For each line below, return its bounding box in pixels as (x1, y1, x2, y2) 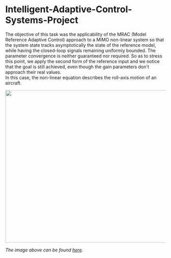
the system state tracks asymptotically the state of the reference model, (5, 42, 156, 48)
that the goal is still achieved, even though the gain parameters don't (5, 64, 149, 70)
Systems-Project (5, 14, 78, 26)
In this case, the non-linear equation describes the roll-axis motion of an (5, 74, 157, 80)
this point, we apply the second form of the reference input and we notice (5, 58, 160, 64)
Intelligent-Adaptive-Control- (5, 4, 132, 15)
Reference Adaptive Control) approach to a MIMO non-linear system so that (5, 37, 164, 43)
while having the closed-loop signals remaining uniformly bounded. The (5, 47, 156, 53)
